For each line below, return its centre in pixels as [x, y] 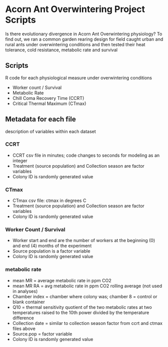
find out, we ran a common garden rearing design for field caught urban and [84, 39]
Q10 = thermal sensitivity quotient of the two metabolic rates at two [82, 307]
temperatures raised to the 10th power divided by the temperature [81, 312]
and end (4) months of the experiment [52, 246]
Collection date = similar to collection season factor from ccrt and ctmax [87, 323]
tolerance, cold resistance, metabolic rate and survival [61, 50]
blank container [29, 302]
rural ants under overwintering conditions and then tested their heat [75, 44]
